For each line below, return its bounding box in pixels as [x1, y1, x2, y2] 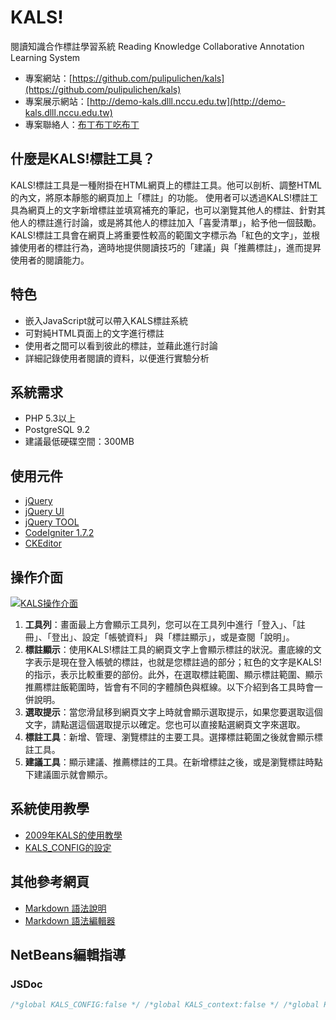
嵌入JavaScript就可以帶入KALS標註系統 [24, 314, 188, 326]
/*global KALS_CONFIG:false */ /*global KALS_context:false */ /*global [10, 1000, 320, 1010]
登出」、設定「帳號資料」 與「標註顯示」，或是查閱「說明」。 [51, 631, 295, 643]
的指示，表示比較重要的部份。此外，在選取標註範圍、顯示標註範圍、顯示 [24, 669, 323, 680]
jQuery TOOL [24, 516, 80, 528]
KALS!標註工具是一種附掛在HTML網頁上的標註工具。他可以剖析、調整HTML [10, 179, 322, 191]
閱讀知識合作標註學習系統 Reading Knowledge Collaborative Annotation [10, 40, 305, 52]
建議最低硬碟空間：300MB [24, 436, 135, 448]
